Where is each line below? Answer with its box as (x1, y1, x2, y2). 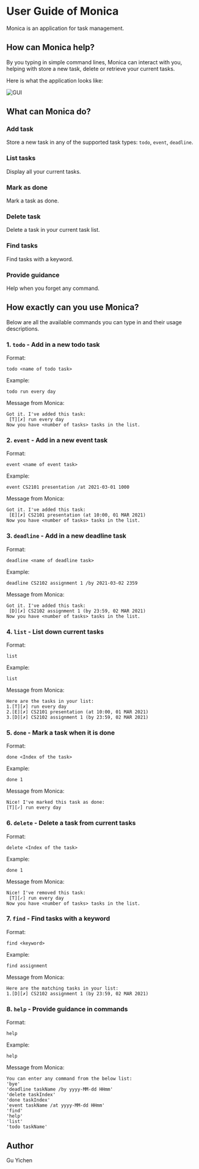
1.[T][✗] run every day (6, 703, 67, 710)
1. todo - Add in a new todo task (6, 340, 100, 349)
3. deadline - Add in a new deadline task (6, 532, 127, 540)
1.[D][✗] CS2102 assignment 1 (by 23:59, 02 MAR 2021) (6, 990, 149, 996)
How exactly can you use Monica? (6, 302, 139, 313)
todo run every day (6, 388, 56, 395)
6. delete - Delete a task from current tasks (6, 818, 136, 827)
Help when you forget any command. (6, 284, 99, 292)
